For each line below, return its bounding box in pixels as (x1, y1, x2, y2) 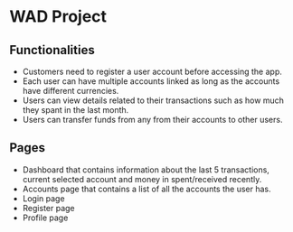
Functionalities (9, 42, 95, 58)
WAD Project (9, 6, 107, 27)
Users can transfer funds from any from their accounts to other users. (22, 115, 283, 125)
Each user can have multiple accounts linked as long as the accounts (22, 76, 280, 87)
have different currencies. (22, 86, 119, 96)
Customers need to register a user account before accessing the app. (22, 66, 282, 77)
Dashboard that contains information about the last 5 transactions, (22, 164, 269, 175)
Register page (22, 202, 75, 213)
